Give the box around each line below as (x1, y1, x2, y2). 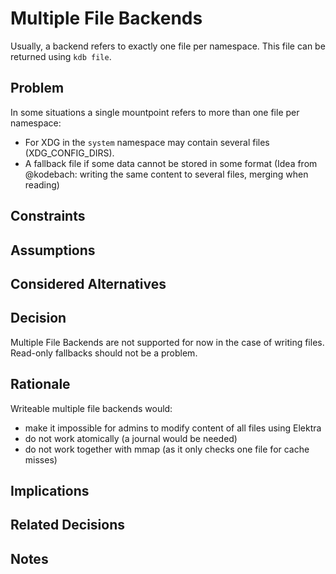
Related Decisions (10, 517, 126, 534)
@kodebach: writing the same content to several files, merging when (24, 168, 309, 180)
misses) (24, 453, 58, 466)
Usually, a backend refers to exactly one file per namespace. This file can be (10, 40, 326, 52)
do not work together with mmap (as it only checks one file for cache (24, 443, 310, 455)
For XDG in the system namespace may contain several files (24, 136, 270, 148)
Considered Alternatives (10, 275, 167, 292)
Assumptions (10, 242, 96, 259)
